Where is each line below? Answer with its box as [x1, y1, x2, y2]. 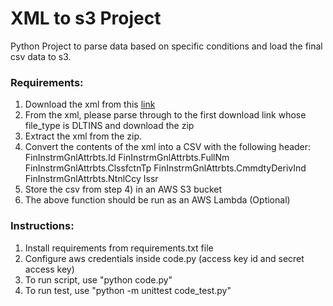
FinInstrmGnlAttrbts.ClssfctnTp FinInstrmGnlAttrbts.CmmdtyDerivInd [24, 162, 307, 174]
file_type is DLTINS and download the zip [24, 120, 195, 132]
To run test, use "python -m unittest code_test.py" [24, 284, 232, 296]
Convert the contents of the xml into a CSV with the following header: [24, 141, 312, 153]
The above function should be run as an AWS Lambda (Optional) [24, 194, 291, 206]
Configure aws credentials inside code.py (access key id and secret [24, 252, 305, 264]
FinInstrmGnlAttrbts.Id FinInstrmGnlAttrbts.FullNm [24, 152, 230, 164]
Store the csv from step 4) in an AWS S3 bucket [24, 183, 223, 196]
